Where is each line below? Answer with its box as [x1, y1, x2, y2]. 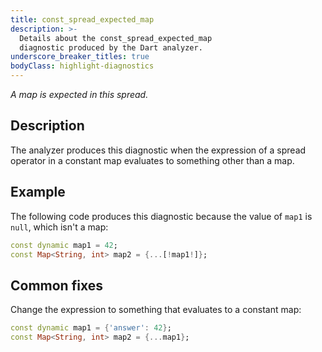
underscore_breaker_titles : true [10, 52, 150, 62]
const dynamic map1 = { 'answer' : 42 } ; [10, 323, 172, 333]
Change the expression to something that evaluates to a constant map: [10, 304, 302, 316]
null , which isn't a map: [10, 221, 109, 233]
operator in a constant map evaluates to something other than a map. [10, 154, 295, 166]
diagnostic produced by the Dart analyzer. [19, 42, 203, 53]
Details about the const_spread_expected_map [19, 33, 213, 43]
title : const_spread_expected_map [10, 14, 155, 25]
